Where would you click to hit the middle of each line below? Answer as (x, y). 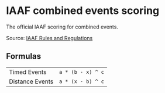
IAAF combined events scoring (83, 11)
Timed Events (28, 72)
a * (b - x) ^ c (81, 72)
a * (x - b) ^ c (81, 81)
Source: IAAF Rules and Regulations (49, 38)
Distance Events (31, 81)
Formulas (24, 56)
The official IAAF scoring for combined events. (62, 27)
